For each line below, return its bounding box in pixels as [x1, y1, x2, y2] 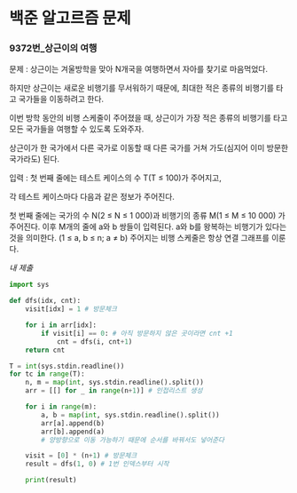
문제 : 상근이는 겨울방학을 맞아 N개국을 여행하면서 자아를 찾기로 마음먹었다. [9, 64, 269, 75]
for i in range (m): [25, 402, 98, 411]
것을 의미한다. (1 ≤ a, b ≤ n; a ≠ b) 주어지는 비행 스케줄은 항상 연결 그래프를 [9, 233, 270, 243]
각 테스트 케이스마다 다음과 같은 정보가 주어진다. [9, 192, 176, 203]
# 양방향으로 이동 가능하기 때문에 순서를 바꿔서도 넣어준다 [41, 435, 225, 444]
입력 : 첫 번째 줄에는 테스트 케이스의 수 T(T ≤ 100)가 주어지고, [9, 172, 222, 183]
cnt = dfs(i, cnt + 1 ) [56, 337, 133, 346]
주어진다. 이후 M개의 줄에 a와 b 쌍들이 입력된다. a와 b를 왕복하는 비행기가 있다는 [9, 221, 287, 232]
